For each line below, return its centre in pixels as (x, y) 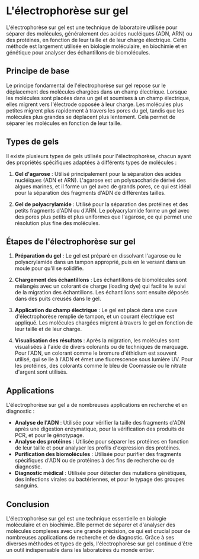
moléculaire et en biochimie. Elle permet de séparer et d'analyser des (91, 525)
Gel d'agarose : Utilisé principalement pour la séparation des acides (98, 174)
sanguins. (27, 486)
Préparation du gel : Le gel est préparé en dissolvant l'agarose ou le (98, 256)
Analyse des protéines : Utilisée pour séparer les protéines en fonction (102, 442)
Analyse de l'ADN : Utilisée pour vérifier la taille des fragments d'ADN (100, 423)
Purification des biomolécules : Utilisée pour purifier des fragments (98, 454)
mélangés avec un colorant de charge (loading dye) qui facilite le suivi (100, 286)
